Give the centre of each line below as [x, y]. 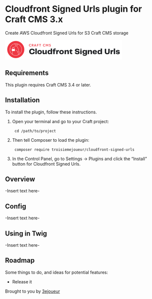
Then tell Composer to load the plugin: [50, 140]
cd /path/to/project [35, 131]
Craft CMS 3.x [34, 19]
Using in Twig [26, 233]
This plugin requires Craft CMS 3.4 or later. [48, 85]
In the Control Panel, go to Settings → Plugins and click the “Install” [79, 159]
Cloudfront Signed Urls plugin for [74, 9]
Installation [22, 100]
